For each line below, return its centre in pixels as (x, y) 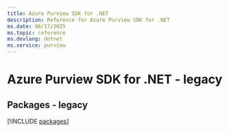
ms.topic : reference (37, 33)
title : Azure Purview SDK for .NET (58, 13)
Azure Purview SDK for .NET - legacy (115, 79)
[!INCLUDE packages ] (38, 121)
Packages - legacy (47, 105)
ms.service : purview (37, 45)
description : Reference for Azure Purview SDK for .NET (88, 20)
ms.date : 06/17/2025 (37, 26)
